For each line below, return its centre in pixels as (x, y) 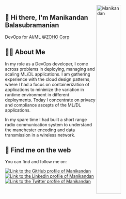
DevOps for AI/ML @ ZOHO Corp (37, 37)
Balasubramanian (32, 25)
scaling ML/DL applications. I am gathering (48, 74)
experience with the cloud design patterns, (48, 79)
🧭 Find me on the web (38, 150)
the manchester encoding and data (40, 130)
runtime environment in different (37, 94)
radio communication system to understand (48, 124)
